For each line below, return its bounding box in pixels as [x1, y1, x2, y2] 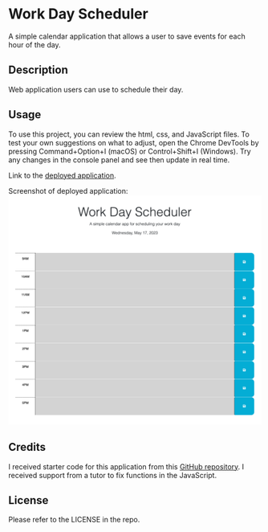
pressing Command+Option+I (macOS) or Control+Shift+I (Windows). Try [8, 146, 251, 156]
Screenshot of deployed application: [8, 186, 128, 195]
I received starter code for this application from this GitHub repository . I [8, 461, 245, 471]
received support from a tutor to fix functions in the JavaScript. [8, 470, 217, 480]
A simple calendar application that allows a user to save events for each [8, 31, 246, 41]
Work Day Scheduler [8, 5, 148, 23]
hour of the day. [8, 39, 62, 49]
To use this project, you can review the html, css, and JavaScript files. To [8, 129, 250, 139]
